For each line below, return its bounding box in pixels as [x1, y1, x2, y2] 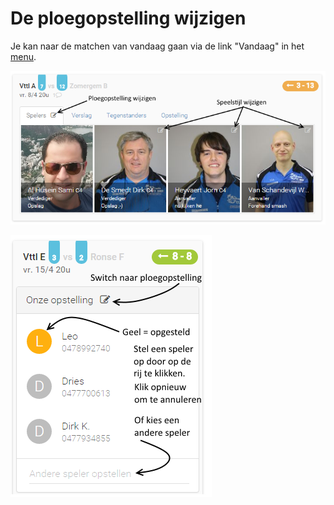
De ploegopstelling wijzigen [10, 7, 247, 30]
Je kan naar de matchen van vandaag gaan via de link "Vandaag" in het [10, 40, 305, 52]
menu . [10, 50, 37, 62]
